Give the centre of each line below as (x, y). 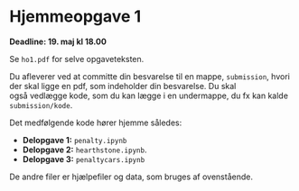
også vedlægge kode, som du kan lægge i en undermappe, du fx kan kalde (149, 95)
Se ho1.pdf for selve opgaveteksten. (77, 59)
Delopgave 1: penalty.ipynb (75, 140)
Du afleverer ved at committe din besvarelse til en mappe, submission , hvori (150, 76)
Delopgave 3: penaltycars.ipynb (84, 159)
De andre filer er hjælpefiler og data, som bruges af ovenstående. (131, 177)
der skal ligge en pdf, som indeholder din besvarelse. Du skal (123, 86)
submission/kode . (41, 105)
